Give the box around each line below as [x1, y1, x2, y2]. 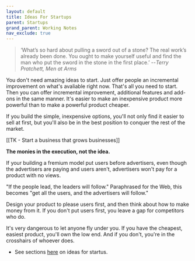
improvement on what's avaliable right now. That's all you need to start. [6, 83, 178, 90]
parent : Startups [6, 19, 48, 25]
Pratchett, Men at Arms [20, 65, 77, 72]
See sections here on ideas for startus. [14, 249, 108, 256]
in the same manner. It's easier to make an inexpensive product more [16, 95, 183, 103]
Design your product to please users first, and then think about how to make [6, 201, 190, 208]
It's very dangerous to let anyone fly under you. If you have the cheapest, [6, 225, 183, 232]
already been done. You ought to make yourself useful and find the [20, 53, 182, 60]
